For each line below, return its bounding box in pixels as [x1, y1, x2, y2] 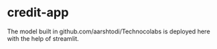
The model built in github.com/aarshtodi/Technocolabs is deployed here [7, 27, 211, 35]
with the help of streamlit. [7, 34, 79, 42]
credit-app [7, 5, 69, 20]
